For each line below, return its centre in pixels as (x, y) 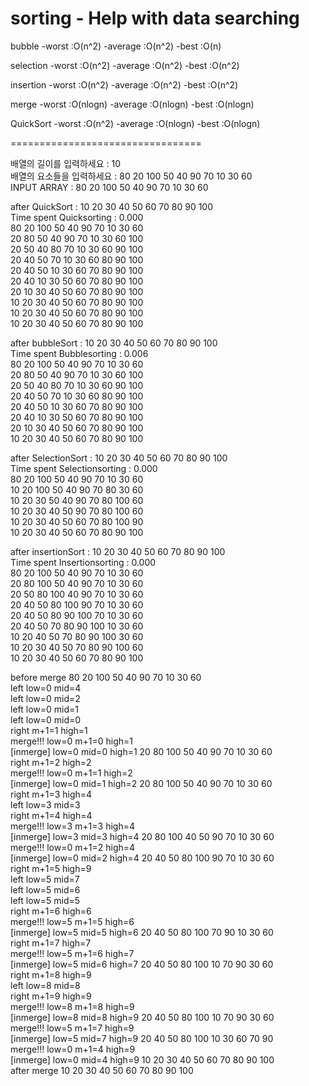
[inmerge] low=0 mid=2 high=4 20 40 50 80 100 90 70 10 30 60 (142, 858)
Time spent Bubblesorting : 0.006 (79, 353)
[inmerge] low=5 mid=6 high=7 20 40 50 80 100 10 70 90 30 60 (142, 964)
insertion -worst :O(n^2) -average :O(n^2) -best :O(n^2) (124, 84)
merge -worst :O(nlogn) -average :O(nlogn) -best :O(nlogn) (132, 104)
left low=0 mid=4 (46, 688)
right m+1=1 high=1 (49, 730)
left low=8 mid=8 (45, 985)
